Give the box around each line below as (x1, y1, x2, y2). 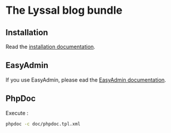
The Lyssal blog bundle (5, 4, 123, 17)
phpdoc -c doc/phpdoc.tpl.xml (5, 120, 81, 127)
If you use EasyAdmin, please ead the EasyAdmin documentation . (5, 76, 166, 83)
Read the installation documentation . (5, 43, 96, 50)
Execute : (5, 109, 29, 116)
